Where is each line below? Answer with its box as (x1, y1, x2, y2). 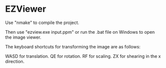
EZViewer (5, 3, 46, 15)
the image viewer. (5, 34, 42, 40)
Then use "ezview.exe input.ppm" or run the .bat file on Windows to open (5, 29, 155, 35)
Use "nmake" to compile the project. (5, 20, 79, 25)
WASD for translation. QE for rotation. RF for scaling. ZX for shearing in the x (5, 53, 161, 59)
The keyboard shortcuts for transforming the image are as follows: (5, 44, 141, 49)
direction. (5, 58, 25, 64)
